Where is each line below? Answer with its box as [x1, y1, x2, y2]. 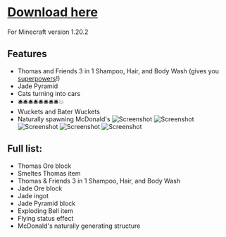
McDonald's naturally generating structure [17, 221, 141, 230]
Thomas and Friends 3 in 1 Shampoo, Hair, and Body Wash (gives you [17, 66, 220, 75]
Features [7, 48, 47, 60]
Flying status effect [17, 214, 74, 222]
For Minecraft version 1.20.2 [7, 28, 89, 36]
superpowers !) [17, 74, 61, 83]
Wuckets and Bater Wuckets [17, 107, 101, 116]
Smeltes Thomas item [17, 169, 81, 177]
